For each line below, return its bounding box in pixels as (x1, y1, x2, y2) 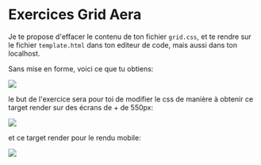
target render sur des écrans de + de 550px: (8, 102, 153, 112)
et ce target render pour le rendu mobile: (8, 132, 141, 142)
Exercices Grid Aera (8, 6, 142, 24)
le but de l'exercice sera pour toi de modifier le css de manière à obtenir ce (8, 94, 254, 104)
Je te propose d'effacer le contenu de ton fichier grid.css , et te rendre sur (8, 32, 251, 41)
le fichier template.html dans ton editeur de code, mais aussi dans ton (8, 40, 238, 49)
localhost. (8, 48, 40, 58)
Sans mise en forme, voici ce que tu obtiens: (8, 63, 154, 73)
